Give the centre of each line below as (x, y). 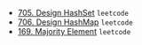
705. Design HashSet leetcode (73, 13)
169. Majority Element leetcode (74, 31)
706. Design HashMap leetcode (75, 22)
